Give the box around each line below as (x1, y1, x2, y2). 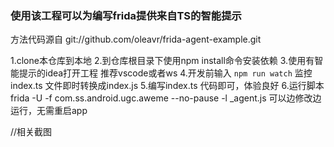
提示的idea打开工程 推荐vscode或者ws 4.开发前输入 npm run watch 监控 (18, 67, 313, 79)
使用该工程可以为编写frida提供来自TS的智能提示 (10, 8, 242, 22)
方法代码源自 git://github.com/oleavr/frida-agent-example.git (10, 33, 262, 46)
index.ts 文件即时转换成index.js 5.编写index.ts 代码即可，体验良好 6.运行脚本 (10, 80, 325, 92)
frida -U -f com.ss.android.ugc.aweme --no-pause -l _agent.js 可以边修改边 (10, 92, 322, 104)
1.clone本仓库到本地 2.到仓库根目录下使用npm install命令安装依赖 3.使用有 (10, 55, 315, 67)
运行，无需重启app (10, 105, 88, 117)
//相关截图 (10, 126, 53, 138)
